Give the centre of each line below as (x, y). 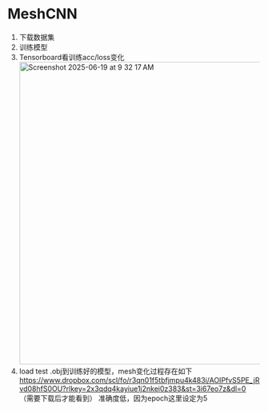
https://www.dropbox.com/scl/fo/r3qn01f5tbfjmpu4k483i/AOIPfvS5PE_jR (139, 380)
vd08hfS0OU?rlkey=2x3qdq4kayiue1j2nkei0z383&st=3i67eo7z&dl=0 (132, 389)
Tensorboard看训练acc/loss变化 (72, 57)
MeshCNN (42, 14)
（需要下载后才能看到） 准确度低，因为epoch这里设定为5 (113, 398)
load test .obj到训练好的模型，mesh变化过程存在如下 (106, 371)
